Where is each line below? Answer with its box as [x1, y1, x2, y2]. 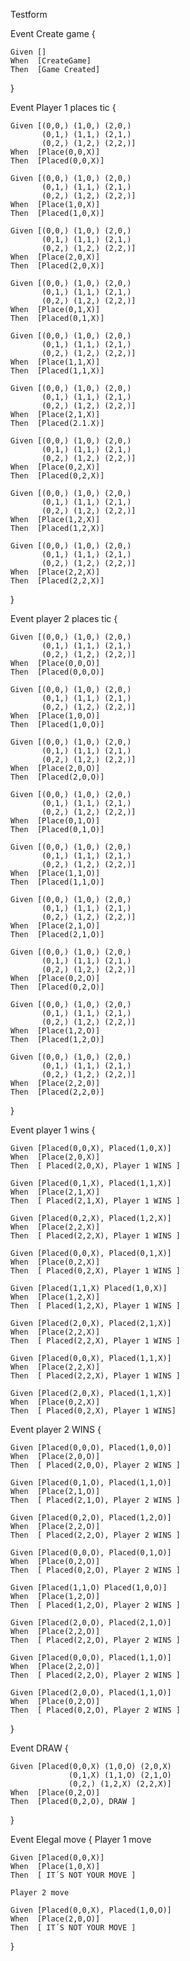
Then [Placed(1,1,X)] [10, 366, 105, 376]
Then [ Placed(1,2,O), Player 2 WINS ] [10, 1600, 182, 1610]
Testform [10, 9, 48, 20]
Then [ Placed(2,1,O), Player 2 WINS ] [10, 1495, 182, 1505]
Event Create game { [10, 28, 96, 39]
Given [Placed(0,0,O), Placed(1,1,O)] [10, 1653, 172, 1663]
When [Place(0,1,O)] [10, 816, 101, 826]
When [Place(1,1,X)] [10, 357, 101, 367]
